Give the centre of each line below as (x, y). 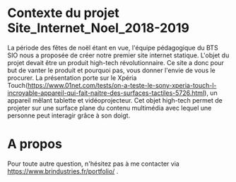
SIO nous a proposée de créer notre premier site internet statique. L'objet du (118, 55)
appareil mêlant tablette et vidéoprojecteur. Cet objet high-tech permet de (115, 100)
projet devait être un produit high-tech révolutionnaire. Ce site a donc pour (116, 62)
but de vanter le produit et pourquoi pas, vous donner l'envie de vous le (111, 70)
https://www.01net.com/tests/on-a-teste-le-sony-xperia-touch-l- (122, 85)
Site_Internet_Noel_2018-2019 (98, 28)
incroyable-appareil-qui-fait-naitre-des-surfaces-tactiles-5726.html (106, 93)
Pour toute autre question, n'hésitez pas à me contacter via (94, 164)
